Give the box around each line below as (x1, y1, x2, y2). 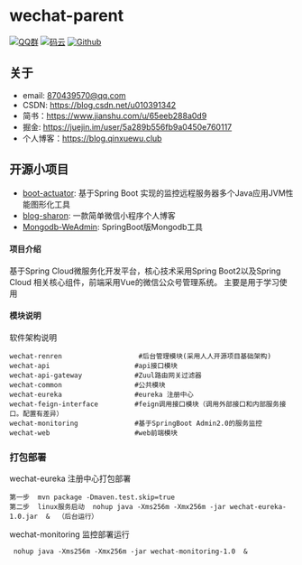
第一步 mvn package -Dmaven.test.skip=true (9, 493, 176, 502)
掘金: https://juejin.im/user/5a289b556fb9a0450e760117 (22, 121, 233, 132)
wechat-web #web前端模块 (9, 428, 178, 438)
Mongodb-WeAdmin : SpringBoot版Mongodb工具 (22, 221, 204, 232)
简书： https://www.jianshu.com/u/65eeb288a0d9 (22, 110, 207, 121)
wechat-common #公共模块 (9, 380, 166, 389)
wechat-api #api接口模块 (9, 361, 178, 370)
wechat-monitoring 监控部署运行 (9, 529, 131, 540)
